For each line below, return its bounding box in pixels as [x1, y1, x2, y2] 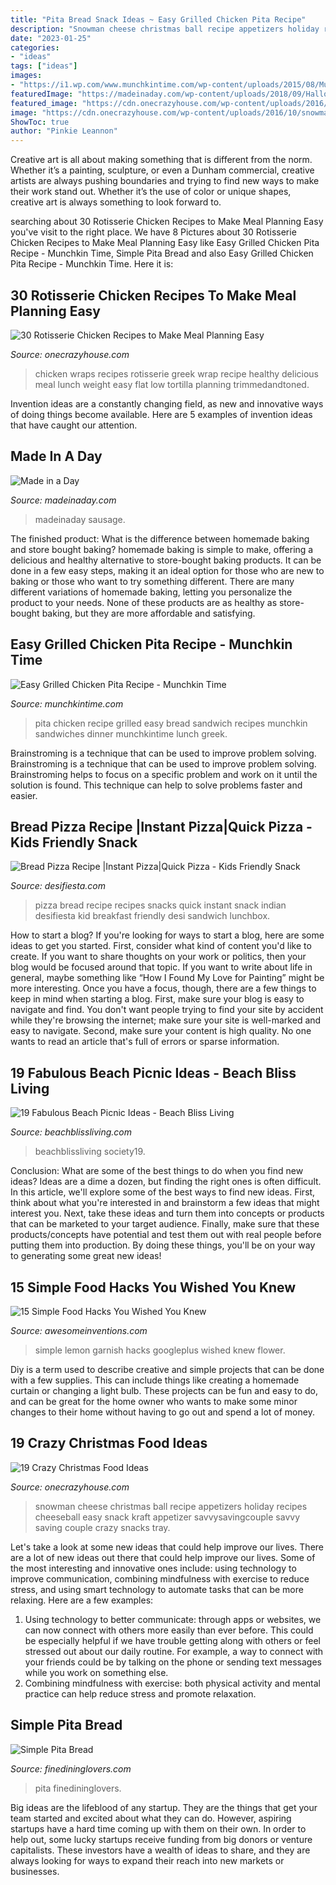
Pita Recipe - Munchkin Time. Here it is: [10, 258, 174, 270]
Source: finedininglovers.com [10, 1762, 132, 1775]
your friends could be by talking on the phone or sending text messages [24, 1656, 322, 1668]
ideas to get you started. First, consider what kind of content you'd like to [10, 940, 312, 952]
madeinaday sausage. [34, 513, 126, 525]
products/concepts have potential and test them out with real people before [10, 1229, 322, 1241]
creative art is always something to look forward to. [10, 196, 222, 208]
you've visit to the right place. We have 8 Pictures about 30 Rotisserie [10, 226, 297, 238]
